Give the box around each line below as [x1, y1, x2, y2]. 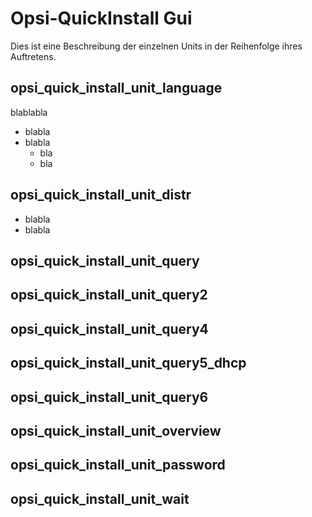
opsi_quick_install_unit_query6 [10, 388, 209, 406]
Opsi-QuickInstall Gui [10, 7, 193, 30]
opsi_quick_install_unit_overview [10, 422, 222, 439]
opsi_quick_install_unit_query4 [10, 320, 209, 337]
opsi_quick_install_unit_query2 [10, 287, 208, 304]
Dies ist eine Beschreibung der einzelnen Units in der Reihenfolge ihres [10, 40, 303, 52]
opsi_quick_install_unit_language [10, 80, 223, 97]
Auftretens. [10, 50, 57, 62]
